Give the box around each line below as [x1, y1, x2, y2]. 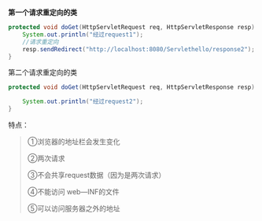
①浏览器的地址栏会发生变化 [27, 137, 120, 146]
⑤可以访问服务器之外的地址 [27, 204, 120, 213]
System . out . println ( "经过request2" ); [22, 98, 144, 105]
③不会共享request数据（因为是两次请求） [27, 171, 166, 179]
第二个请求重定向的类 [8, 68, 77, 77]
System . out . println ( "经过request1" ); [22, 31, 144, 39]
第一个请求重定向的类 [8, 8, 77, 17]
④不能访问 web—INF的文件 [27, 187, 120, 196]
